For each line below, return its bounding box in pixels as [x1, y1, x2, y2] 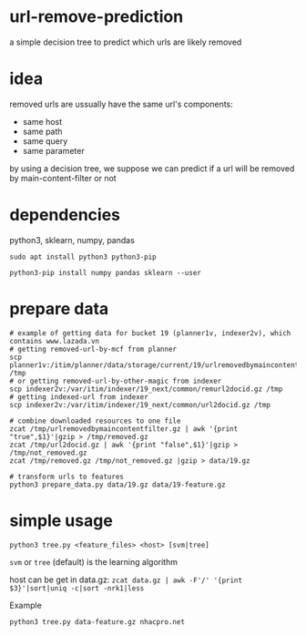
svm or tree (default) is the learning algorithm [9, 556, 178, 567]
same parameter [22, 145, 85, 156]
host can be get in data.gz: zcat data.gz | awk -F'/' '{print [9, 574, 243, 585]
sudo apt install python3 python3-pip [9, 252, 157, 262]
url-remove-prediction [9, 6, 184, 27]
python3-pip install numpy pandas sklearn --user [9, 268, 202, 277]
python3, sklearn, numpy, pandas [9, 234, 135, 245]
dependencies [9, 205, 121, 225]
